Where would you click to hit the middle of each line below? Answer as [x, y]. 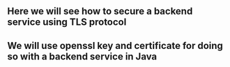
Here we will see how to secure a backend [100, 11]
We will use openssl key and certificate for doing [115, 45]
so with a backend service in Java [82, 56]
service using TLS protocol [67, 22]
